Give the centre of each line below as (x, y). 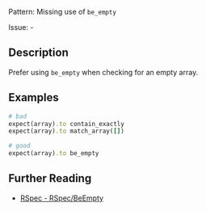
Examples (34, 97)
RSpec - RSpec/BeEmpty (61, 198)
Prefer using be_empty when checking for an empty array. (103, 72)
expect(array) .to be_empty (54, 154)
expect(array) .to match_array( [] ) (67, 131)
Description (38, 53)
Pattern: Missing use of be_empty (63, 12)
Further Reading (50, 178)
